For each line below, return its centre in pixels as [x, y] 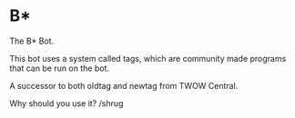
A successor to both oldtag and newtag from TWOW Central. [124, 85]
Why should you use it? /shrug [66, 103]
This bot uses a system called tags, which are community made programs [148, 58]
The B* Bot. [32, 41]
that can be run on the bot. [60, 68]
